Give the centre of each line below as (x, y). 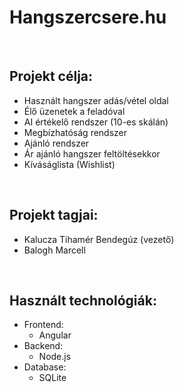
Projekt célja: (51, 76)
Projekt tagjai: (54, 215)
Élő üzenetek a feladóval (74, 111)
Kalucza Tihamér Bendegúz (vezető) (99, 239)
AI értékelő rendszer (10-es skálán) (96, 122)
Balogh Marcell (54, 250)
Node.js (55, 357)
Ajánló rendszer (56, 143)
